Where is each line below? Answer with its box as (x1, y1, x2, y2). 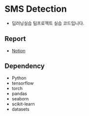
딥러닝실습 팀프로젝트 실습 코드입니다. (11, 20, 85, 26)
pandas (11, 91, 28, 96)
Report (4, 35, 26, 43)
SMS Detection (4, 3, 67, 15)
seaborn (11, 95, 29, 101)
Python (11, 75, 27, 81)
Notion (11, 47, 26, 53)
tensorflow (11, 80, 34, 86)
